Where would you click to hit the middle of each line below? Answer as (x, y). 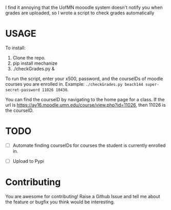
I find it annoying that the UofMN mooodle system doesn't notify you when (84, 7)
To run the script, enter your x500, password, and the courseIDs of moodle (84, 79)
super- (152, 84)
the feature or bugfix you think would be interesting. (60, 202)
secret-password (23, 90)
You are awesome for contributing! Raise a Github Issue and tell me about (83, 196)
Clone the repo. (29, 58)
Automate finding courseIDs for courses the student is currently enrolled (89, 145)
